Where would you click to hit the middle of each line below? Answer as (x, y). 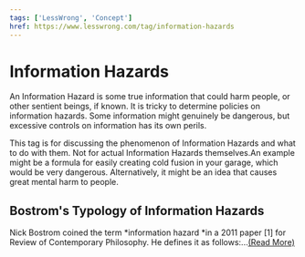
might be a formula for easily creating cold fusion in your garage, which (144, 163)
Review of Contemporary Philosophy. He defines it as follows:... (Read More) (152, 242)
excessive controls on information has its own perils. (108, 126)
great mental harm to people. (64, 182)
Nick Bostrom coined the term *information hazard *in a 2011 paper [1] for (147, 232)
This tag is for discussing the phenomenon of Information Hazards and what (153, 143)
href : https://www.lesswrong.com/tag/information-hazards (122, 26)
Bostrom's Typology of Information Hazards (137, 211)
